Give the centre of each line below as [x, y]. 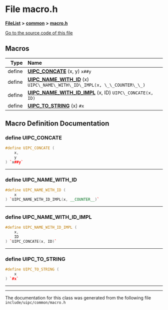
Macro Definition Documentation [57, 124]
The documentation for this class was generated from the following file [78, 297]
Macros [17, 49]
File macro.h [31, 9]
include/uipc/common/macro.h [35, 302]
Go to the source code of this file [39, 33]
